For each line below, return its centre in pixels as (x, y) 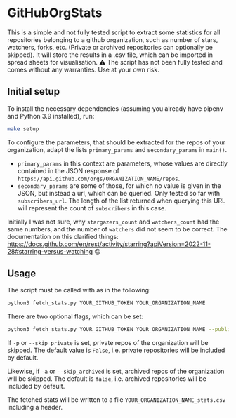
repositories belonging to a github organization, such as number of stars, (113, 39)
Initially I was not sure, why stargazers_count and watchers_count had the (113, 222)
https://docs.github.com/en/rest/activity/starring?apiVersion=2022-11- (109, 244)
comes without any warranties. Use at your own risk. (83, 69)
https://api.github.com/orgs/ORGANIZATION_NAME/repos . (99, 178)
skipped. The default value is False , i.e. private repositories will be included (116, 350)
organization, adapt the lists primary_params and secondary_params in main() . (117, 149)
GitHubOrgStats (55, 13)
